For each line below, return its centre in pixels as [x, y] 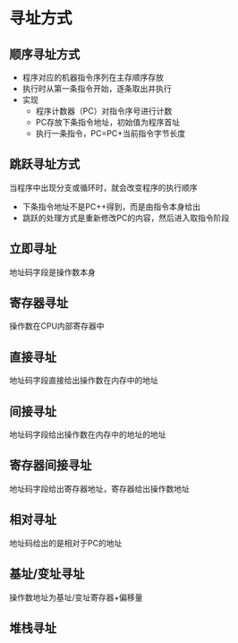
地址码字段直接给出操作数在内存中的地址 [84, 381]
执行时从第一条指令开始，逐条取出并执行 [97, 89]
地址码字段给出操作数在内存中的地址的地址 [88, 434]
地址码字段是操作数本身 [52, 272]
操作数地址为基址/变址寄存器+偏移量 [76, 597]
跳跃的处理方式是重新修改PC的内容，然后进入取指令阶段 [126, 218]
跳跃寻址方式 [45, 164]
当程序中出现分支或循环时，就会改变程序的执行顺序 [103, 187]
